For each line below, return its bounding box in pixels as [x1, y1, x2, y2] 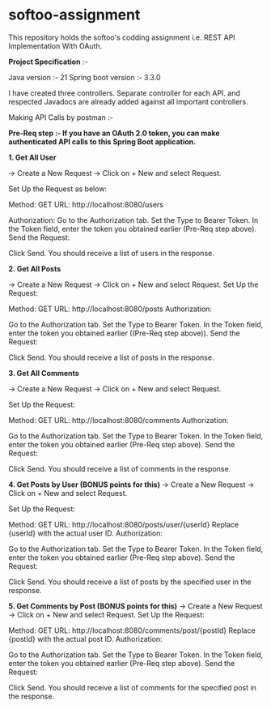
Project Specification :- [8, 57, 88, 66]
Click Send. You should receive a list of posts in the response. [8, 352, 214, 362]
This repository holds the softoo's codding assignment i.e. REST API [8, 32, 236, 42]
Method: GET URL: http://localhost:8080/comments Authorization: [8, 415, 229, 425]
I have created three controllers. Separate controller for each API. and [8, 88, 241, 98]
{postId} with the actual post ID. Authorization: [8, 634, 163, 643]
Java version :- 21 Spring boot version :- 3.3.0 [8, 72, 161, 82]
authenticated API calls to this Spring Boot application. [8, 136, 197, 147]
